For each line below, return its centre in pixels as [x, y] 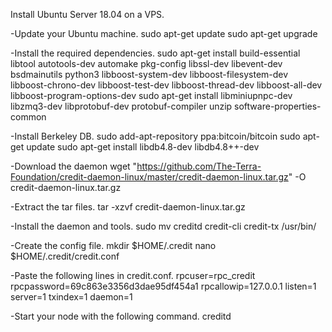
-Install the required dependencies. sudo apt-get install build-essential [155, 53]
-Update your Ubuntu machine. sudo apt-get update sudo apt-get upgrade [164, 33]
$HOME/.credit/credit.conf [65, 256]
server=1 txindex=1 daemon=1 [71, 297]
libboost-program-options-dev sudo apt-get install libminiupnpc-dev [151, 95]
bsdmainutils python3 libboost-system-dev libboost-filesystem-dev [149, 74]
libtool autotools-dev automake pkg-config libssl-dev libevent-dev [146, 63]
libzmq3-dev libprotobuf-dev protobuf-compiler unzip [121, 106]
